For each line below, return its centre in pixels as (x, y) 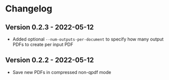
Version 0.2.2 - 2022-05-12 (50, 60)
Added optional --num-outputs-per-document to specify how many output (88, 39)
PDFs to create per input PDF (43, 44)
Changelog (29, 9)
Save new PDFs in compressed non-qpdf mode (62, 72)
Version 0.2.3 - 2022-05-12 (50, 27)
